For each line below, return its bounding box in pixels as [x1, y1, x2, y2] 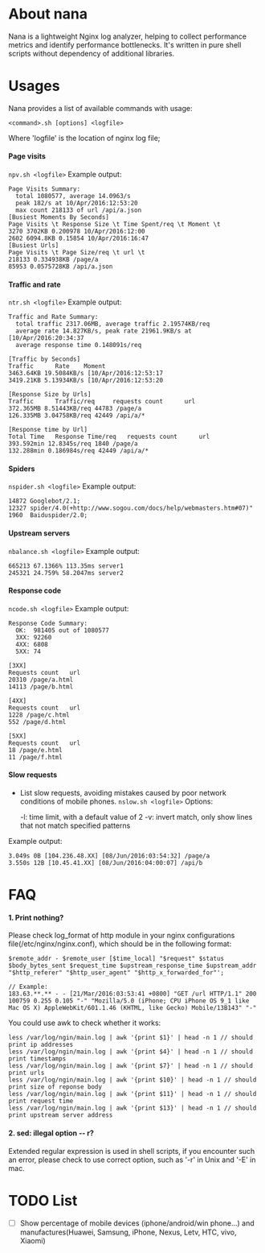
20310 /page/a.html [8, 676, 74, 684]
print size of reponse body [8, 1083, 103, 1091]
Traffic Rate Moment [8, 362, 106, 370]
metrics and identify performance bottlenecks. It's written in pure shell [8, 39, 242, 49]
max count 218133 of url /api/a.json [15, 206, 142, 214]
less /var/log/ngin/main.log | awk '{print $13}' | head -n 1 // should [8, 1104, 257, 1112]
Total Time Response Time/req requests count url [8, 432, 210, 441]
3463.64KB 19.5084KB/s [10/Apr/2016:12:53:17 [8, 370, 163, 378]
